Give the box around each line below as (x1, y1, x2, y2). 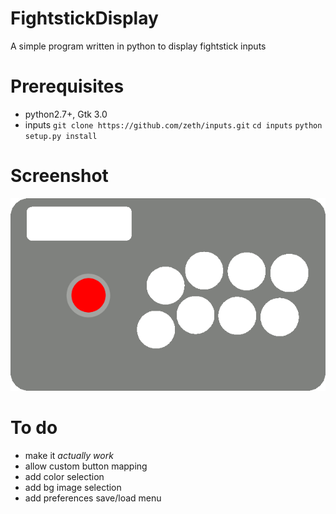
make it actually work (24, 449, 114, 461)
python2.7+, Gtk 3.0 (24, 108, 108, 120)
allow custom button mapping (24, 460, 148, 472)
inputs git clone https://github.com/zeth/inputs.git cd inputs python (24, 118, 323, 131)
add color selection (24, 470, 105, 482)
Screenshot (10, 165, 109, 187)
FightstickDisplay (10, 7, 159, 30)
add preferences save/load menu (24, 492, 162, 504)
